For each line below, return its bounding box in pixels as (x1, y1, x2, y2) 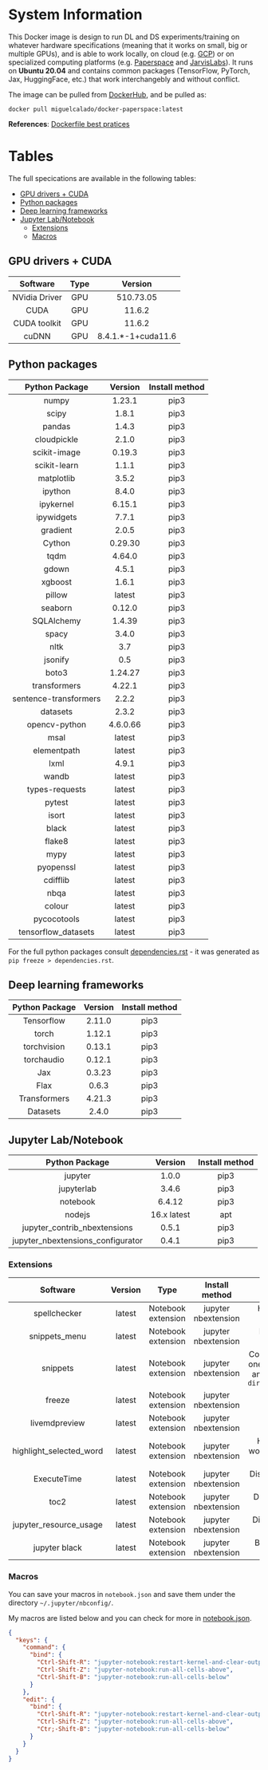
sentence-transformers (12, 692, 101, 704)
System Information (8, 6, 143, 24)
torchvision (23, 1041, 65, 1052)
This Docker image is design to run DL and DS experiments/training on (8, 32, 240, 41)
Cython (42, 537, 70, 548)
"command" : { (22, 1643, 66, 1652)
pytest (45, 796, 69, 807)
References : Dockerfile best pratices (8, 119, 130, 128)
